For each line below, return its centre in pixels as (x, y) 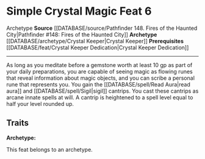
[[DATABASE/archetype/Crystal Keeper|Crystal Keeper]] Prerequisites (95, 41)
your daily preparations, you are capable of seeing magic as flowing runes (100, 71)
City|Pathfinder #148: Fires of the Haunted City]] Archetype (82, 34)
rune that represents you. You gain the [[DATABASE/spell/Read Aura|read (99, 84)
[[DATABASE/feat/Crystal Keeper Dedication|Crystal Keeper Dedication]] (98, 48)
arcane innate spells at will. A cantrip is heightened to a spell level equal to (100, 97)
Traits (18, 123)
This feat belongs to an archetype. (49, 149)
